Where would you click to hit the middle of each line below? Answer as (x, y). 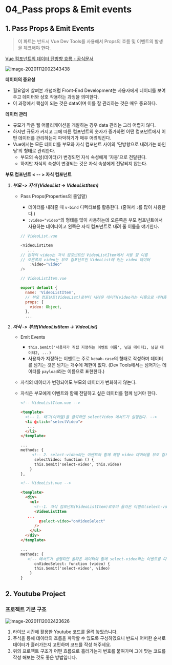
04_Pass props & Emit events (69, 9)
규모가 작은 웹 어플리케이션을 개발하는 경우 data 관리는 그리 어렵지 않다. (84, 125)
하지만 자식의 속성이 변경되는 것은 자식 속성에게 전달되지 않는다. (84, 163)
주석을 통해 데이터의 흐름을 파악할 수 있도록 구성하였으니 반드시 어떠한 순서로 (89, 638)
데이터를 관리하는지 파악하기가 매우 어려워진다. (65, 138)
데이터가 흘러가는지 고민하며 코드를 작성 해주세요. (62, 644)
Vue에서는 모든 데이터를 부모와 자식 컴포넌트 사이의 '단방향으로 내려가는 (84, 144)
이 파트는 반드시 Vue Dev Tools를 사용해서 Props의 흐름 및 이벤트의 (85, 41)
